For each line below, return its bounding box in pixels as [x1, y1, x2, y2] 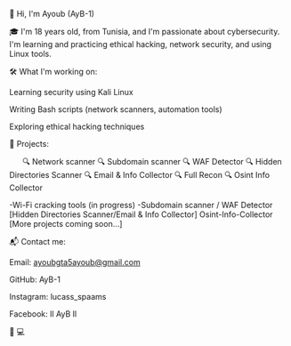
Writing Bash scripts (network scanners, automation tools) [9, 104, 222, 115]
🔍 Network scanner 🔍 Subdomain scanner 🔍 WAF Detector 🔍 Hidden [21, 157, 282, 166]
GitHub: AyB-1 [9, 274, 61, 285]
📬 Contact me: [9, 237, 67, 246]
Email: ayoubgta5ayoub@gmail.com [9, 257, 141, 267]
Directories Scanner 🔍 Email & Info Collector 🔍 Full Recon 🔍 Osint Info [9, 170, 270, 180]
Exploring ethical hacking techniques [9, 121, 145, 132]
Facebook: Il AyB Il [9, 309, 77, 319]
